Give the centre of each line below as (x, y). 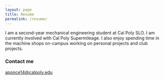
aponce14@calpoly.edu (29, 72)
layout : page (19, 10)
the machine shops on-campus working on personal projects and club (77, 43)
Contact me (20, 61)
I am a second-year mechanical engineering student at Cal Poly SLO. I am (80, 33)
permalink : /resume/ (26, 19)
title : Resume (20, 14)
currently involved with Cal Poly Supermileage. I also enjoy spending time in (82, 38)
